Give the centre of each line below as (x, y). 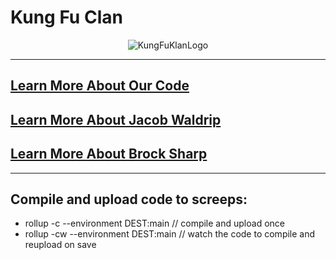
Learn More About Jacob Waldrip (116, 119)
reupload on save (60, 245)
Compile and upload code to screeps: (129, 199)
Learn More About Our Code (100, 86)
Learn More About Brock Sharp (109, 154)
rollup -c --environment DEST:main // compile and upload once (154, 223)
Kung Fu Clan (66, 17)
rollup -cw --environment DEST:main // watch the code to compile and (170, 234)
